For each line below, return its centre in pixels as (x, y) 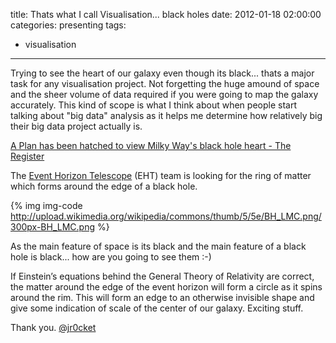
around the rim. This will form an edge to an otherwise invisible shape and (162, 297)
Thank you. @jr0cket (53, 327)
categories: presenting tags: (68, 25)
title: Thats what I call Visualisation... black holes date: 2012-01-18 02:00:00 (166, 14)
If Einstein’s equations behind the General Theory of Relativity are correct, (162, 276)
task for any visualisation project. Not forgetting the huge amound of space (165, 83)
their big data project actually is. (76, 126)
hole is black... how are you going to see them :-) (111, 257)
